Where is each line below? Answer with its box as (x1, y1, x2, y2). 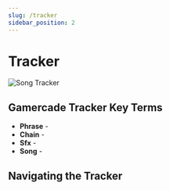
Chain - (19, 130, 45, 139)
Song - (19, 146, 43, 156)
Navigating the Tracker (8, 169, 123, 182)
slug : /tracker (8, 11, 58, 20)
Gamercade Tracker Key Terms (8, 101, 163, 114)
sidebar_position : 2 (8, 19, 76, 27)
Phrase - (19, 122, 49, 131)
